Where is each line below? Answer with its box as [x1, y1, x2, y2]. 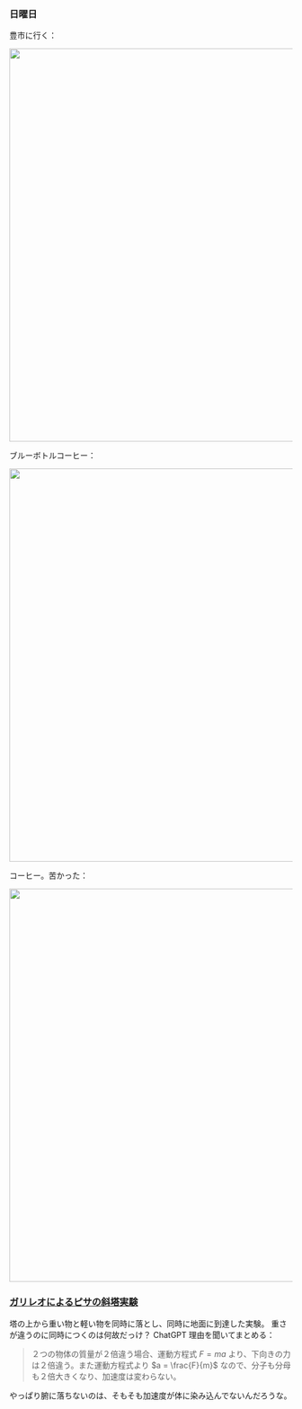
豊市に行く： [9, 30, 57, 41]
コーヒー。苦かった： [9, 870, 88, 882]
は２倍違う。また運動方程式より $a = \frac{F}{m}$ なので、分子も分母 [31, 1360, 291, 1370]
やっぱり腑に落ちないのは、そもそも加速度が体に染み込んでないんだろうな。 [9, 1390, 292, 1401]
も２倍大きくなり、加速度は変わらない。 [31, 1370, 182, 1381]
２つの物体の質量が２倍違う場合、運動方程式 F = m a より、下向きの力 [31, 1348, 291, 1359]
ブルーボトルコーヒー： [9, 450, 96, 461]
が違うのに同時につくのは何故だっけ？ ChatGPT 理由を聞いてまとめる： [9, 1329, 276, 1340]
